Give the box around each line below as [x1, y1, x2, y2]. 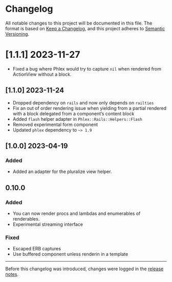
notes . [5, 271, 19, 277]
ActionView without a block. [12, 71, 72, 77]
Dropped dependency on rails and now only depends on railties [12, 99, 154, 105]
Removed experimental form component [12, 121, 98, 127]
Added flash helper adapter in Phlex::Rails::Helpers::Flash [12, 116, 142, 122]
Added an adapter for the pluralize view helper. [12, 168, 112, 175]
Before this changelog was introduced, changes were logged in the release [5, 266, 164, 272]
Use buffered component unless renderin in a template [12, 251, 128, 257]
